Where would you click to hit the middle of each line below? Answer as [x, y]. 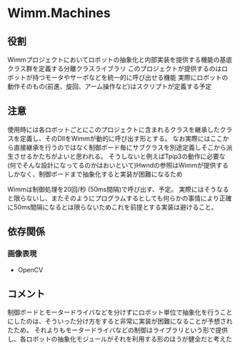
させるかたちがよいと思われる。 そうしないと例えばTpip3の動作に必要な [119, 156]
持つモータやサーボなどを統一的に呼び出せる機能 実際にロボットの [130, 77]
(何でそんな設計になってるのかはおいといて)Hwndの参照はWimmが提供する [118, 165]
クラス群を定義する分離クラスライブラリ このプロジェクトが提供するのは [115, 68]
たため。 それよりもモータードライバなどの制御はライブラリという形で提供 [118, 330]
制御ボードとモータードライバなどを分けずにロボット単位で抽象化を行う [114, 312]
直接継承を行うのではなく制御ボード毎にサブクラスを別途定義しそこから [120, 147]
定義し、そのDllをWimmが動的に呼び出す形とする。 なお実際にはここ [121, 138]
